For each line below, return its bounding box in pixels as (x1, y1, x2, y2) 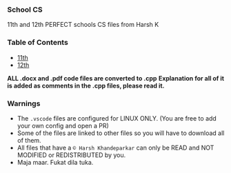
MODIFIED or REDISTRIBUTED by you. (17, 150, 126, 159)
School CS (7, 5, 43, 14)
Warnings (7, 99, 41, 108)
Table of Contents (7, 38, 69, 48)
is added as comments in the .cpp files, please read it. (7, 81, 165, 90)
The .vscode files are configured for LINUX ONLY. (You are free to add (17, 114, 217, 122)
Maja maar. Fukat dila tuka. (17, 158, 94, 166)
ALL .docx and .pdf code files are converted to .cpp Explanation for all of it (7, 74, 225, 82)
